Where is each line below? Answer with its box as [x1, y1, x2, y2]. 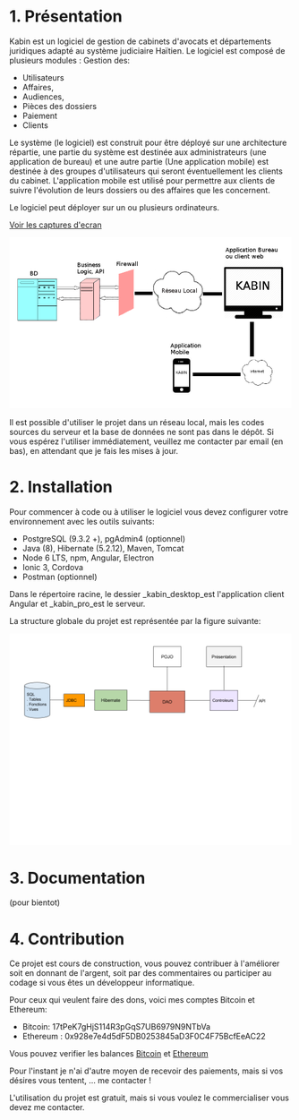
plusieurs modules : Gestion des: [9, 55, 131, 65]
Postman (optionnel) [21, 571, 98, 582]
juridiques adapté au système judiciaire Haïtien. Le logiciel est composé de [9, 45, 286, 56]
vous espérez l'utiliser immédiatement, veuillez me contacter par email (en [9, 436, 284, 447]
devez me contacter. [9, 1102, 85, 1113]
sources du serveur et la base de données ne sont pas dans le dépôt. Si [9, 426, 275, 437]
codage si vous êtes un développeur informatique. [9, 978, 195, 988]
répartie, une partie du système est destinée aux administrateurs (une [9, 146, 267, 158]
